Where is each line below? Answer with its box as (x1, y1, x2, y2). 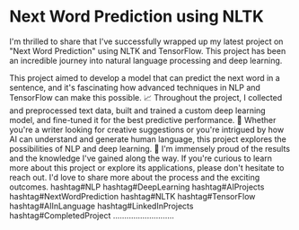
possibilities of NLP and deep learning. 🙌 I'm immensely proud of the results (9, 143, 290, 154)
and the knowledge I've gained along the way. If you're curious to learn (9, 153, 272, 164)
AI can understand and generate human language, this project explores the (9, 133, 287, 145)
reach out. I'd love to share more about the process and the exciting (9, 172, 260, 182)
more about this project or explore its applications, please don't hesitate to (9, 162, 285, 172)
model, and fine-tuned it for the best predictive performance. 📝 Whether (9, 114, 277, 125)
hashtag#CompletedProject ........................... (9, 209, 175, 221)
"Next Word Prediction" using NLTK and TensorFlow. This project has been (9, 45, 286, 56)
